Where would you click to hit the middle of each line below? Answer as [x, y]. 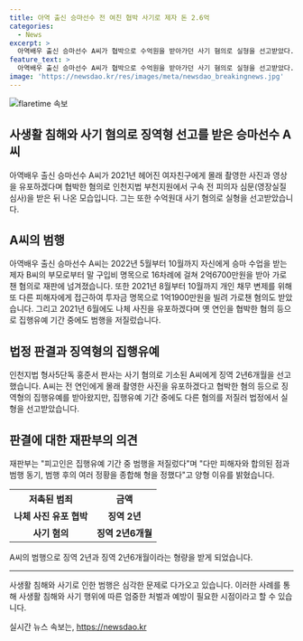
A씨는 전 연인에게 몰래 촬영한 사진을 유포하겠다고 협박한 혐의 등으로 [161, 386]
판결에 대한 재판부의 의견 [73, 440]
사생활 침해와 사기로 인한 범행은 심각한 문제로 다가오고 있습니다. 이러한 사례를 [145, 585]
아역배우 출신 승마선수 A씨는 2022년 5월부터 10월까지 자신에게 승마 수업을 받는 [148, 264]
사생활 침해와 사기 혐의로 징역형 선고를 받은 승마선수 [145, 135]
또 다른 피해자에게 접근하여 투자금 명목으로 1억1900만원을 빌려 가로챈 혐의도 [143, 297]
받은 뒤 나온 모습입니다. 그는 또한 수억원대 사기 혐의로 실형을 [142, 198]
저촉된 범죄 [51, 500]
